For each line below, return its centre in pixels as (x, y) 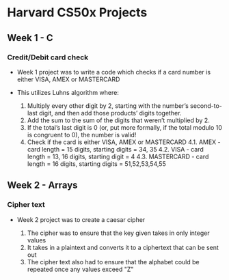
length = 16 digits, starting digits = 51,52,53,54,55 (96, 164)
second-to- (206, 106)
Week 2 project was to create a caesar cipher (81, 219)
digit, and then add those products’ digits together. (110, 113)
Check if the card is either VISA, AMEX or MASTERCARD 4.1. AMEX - (124, 142)
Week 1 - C (30, 38)
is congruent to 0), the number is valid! (82, 135)
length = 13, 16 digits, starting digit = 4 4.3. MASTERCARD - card (118, 156)
